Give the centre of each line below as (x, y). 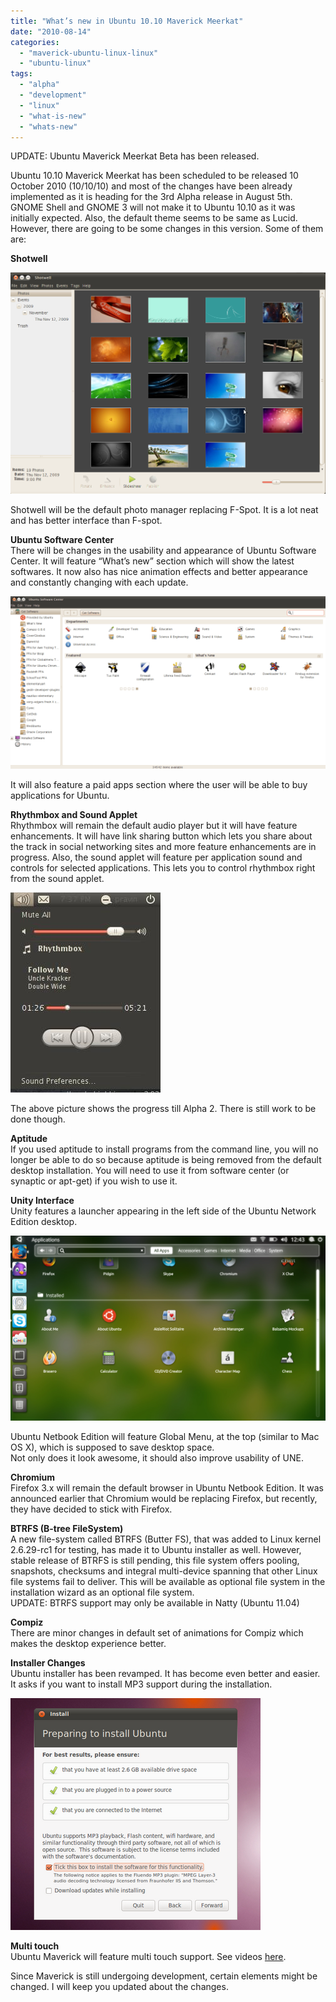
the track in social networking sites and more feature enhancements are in (163, 847)
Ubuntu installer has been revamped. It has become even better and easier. (165, 1673)
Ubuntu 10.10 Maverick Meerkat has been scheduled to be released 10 (154, 176)
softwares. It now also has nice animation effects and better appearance (159, 571)
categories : (35, 42)
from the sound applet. (57, 879)
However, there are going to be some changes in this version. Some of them (167, 229)
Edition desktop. (44, 1222)
